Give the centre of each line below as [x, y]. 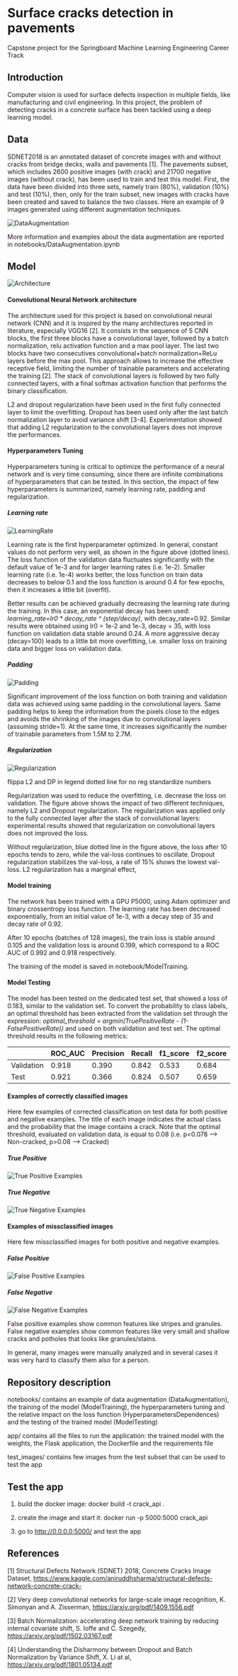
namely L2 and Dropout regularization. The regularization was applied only [116, 810]
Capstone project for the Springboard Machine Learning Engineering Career [118, 47]
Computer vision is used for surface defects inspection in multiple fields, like [119, 94]
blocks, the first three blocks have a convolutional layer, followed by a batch [118, 338]
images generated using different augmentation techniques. [95, 209]
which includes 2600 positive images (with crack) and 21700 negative [109, 171]
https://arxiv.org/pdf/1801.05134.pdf [60, 1664]
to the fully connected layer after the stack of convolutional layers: [104, 818]
